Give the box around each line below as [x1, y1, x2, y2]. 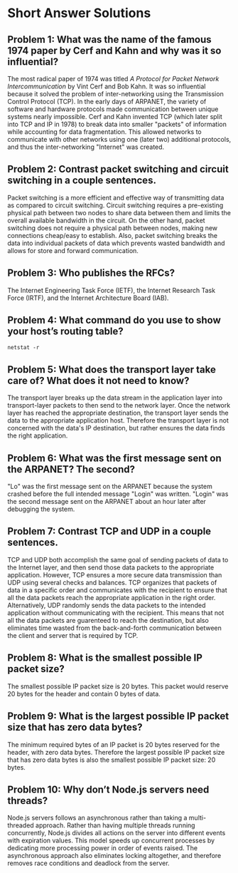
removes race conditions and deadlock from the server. [7, 859, 170, 867]
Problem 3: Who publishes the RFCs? [7, 267, 175, 279]
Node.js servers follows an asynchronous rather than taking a [7, 814, 188, 822]
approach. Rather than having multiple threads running [35, 821, 195, 830]
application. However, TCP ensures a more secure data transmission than [7, 570, 222, 579]
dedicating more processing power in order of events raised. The [7, 844, 198, 852]
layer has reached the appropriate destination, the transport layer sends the [7, 408, 229, 418]
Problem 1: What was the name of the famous [7, 33, 212, 46]
